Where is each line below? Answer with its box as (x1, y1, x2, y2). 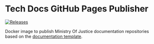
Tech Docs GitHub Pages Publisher (5, 3, 149, 14)
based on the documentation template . (5, 33, 83, 39)
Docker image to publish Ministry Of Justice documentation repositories (5, 28, 149, 34)
